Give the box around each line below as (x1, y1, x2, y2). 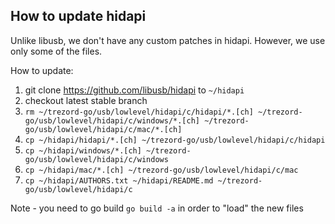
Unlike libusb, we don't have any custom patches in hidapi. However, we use (10, 34, 326, 46)
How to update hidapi (10, 8, 147, 25)
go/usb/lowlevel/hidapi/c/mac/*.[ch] (24, 124, 183, 134)
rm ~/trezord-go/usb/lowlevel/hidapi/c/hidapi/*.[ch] (24, 107, 254, 117)
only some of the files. (10, 45, 103, 57)
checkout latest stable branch (24, 94, 148, 106)
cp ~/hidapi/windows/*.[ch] (24, 145, 142, 156)
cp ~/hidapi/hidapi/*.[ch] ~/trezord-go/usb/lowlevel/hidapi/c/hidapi (24, 135, 326, 145)
